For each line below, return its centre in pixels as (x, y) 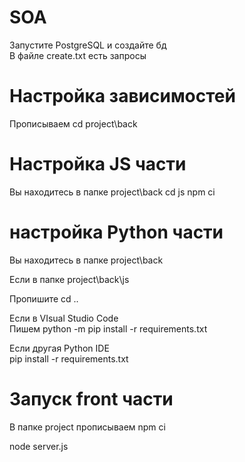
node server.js (39, 446)
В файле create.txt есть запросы (78, 55)
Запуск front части (91, 398)
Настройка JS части (98, 164)
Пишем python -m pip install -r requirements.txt (108, 328)
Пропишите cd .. (44, 298)
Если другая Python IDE (59, 348)
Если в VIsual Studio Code (64, 318)
